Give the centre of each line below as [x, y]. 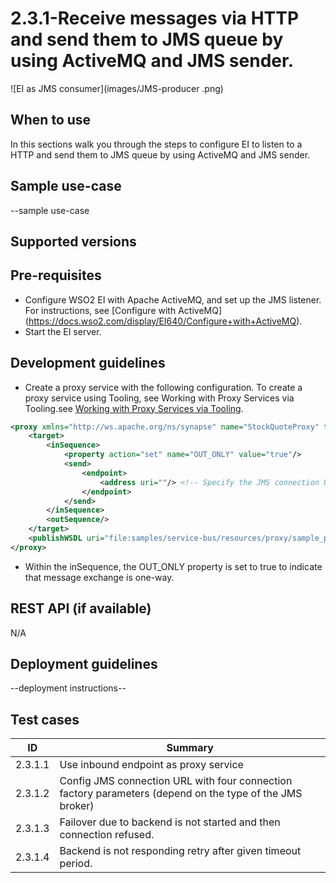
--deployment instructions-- [68, 688]
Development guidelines [88, 363]
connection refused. [107, 835]
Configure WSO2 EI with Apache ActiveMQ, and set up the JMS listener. [173, 299]
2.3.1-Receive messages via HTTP [155, 18]
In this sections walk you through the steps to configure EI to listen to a [156, 144]
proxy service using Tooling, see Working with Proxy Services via [159, 398]
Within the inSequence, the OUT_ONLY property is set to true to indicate [173, 566]
